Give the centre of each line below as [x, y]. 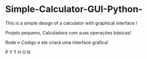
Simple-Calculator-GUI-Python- [74, 9]
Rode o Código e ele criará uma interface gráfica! [57, 42]
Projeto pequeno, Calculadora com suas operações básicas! [68, 32]
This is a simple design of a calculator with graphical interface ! [71, 23]
